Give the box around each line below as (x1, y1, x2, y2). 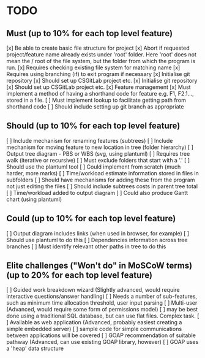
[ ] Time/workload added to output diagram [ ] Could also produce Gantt (6, 189, 188, 196)
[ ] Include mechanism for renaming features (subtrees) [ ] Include (6, 137, 173, 144)
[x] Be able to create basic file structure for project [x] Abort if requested (6, 44, 190, 51)
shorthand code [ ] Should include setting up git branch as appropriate (6, 103, 184, 110)
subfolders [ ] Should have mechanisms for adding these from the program (6, 176, 195, 183)
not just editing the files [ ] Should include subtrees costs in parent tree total (6, 182, 198, 190)
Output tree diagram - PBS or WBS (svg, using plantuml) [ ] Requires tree (6, 150, 190, 157)
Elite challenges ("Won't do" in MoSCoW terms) (6, 261, 193, 271)
